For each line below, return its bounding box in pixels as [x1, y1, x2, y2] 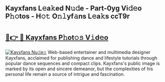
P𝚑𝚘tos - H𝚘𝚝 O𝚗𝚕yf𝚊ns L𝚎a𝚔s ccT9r [5, 12, 130, 21]
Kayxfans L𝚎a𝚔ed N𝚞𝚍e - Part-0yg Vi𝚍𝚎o [5, 4, 142, 13]
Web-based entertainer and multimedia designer [47, 49, 151, 55]
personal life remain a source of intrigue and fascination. [5, 71, 125, 77]
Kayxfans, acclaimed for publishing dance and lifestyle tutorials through [5, 55, 158, 61]
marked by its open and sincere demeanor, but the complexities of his [5, 66, 153, 72]
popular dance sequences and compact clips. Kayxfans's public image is [5, 61, 160, 66]
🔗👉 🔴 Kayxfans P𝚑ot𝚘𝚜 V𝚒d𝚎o [5, 33, 109, 42]
